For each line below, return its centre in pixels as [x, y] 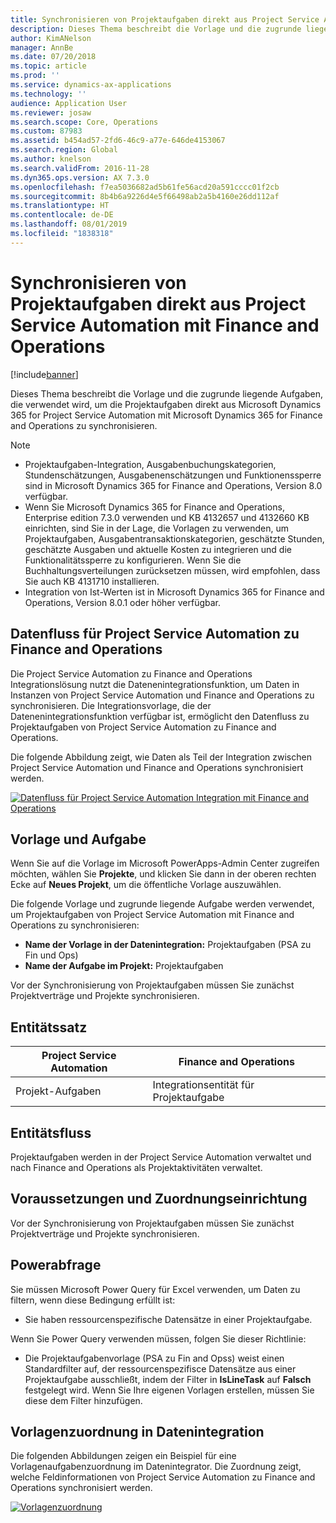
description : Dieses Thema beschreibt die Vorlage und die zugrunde [156, 29]
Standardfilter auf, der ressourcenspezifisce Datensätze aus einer [160, 1368]
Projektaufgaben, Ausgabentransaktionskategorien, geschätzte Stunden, [174, 538]
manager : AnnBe [42, 47]
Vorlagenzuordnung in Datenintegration [137, 1431]
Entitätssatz [49, 1027]
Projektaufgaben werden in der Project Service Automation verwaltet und [161, 1157]
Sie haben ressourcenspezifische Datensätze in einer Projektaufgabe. [168, 1319]
